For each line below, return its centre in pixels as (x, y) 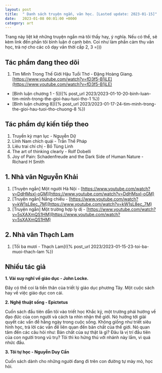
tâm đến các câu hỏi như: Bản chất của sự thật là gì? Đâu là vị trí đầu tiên (78, 332)
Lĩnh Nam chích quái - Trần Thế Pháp (49, 141)
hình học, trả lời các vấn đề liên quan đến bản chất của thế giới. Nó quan (78, 327)
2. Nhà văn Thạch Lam (40, 235)
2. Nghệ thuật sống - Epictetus (36, 302)
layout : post (18, 9)
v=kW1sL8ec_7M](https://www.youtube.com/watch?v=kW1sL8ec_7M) (82, 204)
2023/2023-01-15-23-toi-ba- (120, 246)
